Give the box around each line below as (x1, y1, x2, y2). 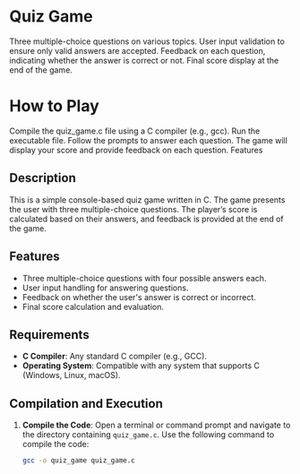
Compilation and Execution (9, 396, 163, 411)
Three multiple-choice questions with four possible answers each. (21, 272, 267, 283)
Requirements (9, 327, 90, 342)
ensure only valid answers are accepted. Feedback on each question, (9, 45, 266, 56)
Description (9, 170, 76, 185)
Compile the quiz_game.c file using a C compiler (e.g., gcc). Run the (9, 125, 261, 136)
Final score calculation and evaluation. (21, 301, 164, 312)
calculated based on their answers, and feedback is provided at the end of (9, 213, 284, 224)
